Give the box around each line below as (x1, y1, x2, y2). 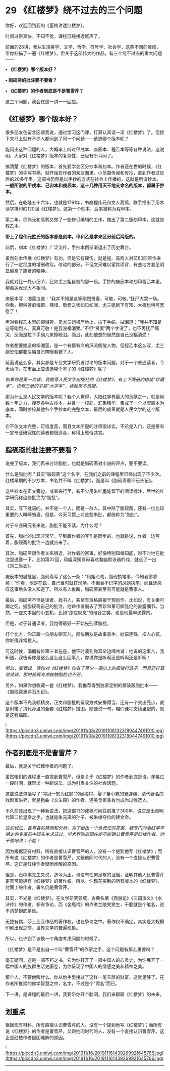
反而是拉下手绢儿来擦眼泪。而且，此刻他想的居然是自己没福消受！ (14, 331, 151, 337)
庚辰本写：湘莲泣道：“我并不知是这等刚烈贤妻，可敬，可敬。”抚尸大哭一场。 (5, 295, 162, 302)
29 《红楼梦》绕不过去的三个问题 (5, 5, 143, 16)
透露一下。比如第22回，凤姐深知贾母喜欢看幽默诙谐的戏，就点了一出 (14, 556, 157, 562)
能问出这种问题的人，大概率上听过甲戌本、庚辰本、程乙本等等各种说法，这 (5, 146, 160, 152)
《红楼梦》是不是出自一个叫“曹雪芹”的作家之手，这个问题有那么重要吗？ (5, 947, 155, 953)
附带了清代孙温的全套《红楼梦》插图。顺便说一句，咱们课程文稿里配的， (9, 705, 160, 711)
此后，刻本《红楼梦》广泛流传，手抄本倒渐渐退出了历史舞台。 (5, 244, 134, 250)
